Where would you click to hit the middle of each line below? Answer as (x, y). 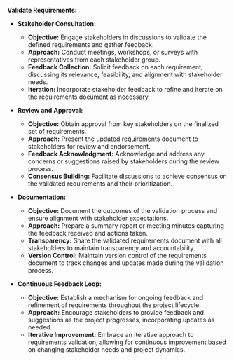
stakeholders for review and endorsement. (89, 146)
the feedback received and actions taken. (88, 233)
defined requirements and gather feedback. (91, 45)
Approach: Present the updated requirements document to (113, 139)
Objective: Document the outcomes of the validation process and (123, 211)
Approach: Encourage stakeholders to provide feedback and (116, 312)
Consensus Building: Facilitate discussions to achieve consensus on (128, 176)
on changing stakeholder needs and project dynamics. (106, 349)
